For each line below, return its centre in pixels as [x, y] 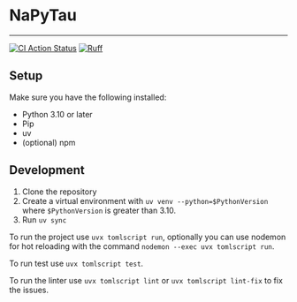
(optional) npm [49, 142]
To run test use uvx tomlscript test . [76, 263]
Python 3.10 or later [57, 114]
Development [47, 170]
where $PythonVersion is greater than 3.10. [99, 210]
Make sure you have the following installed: [88, 97]
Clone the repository [59, 192]
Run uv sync [44, 219]
